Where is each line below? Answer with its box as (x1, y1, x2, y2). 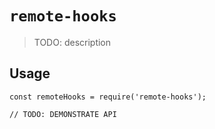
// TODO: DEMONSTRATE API (9, 109, 117, 119)
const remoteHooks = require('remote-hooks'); (9, 92, 207, 102)
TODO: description (33, 36, 112, 48)
